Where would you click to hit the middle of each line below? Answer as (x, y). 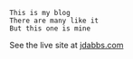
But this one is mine (50, 29)
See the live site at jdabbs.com (66, 45)
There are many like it (54, 21)
